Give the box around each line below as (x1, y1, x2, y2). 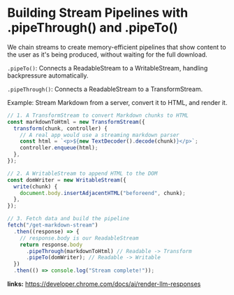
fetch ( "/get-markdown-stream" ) (7, 222, 98, 229)
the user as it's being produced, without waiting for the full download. (7, 50, 207, 59)
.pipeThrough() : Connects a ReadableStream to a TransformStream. (7, 85, 203, 93)
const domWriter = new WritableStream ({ (7, 176, 127, 183)
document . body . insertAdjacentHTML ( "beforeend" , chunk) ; (20, 189, 187, 196)
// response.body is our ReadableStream (20, 234, 139, 242)
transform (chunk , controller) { (13, 124, 108, 132)
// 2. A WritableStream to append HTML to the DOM (7, 170, 158, 177)
